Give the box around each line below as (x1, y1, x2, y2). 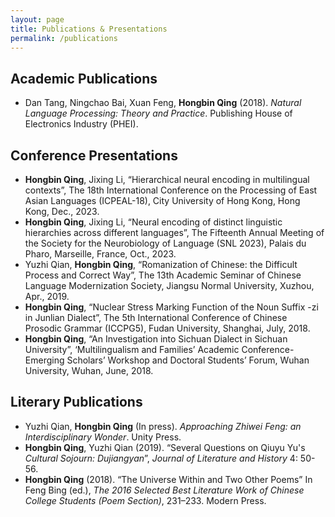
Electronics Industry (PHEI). (24, 118, 139, 130)
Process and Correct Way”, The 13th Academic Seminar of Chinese (24, 269, 302, 281)
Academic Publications (10, 70, 158, 87)
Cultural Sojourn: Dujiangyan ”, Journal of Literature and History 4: (24, 452, 298, 464)
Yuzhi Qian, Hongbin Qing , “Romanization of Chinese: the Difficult (24, 259, 298, 270)
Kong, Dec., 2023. (24, 206, 100, 217)
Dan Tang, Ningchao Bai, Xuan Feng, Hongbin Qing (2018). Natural (24, 97, 302, 109)
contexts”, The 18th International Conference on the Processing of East (24, 184, 318, 196)
